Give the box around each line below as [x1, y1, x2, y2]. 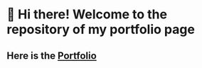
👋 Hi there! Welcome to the [6, 6, 168, 23]
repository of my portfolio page [6, 21, 195, 38]
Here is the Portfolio [6, 50, 97, 62]
